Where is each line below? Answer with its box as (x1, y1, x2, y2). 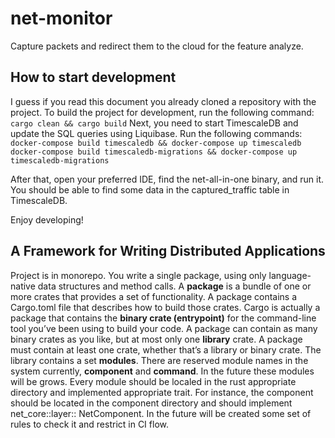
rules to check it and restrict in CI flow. (10, 418, 169, 430)
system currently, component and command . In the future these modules (10, 365, 315, 377)
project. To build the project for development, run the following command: (10, 106, 315, 118)
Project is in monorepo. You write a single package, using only (10, 269, 267, 281)
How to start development (10, 69, 177, 86)
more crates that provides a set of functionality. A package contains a (10, 290, 298, 302)
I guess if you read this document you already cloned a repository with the (10, 95, 317, 107)
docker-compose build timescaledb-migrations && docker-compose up (10, 147, 298, 157)
